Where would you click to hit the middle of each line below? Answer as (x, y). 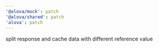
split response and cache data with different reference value (79, 39)
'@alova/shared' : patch (35, 17)
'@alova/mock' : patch (32, 11)
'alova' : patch (24, 22)
